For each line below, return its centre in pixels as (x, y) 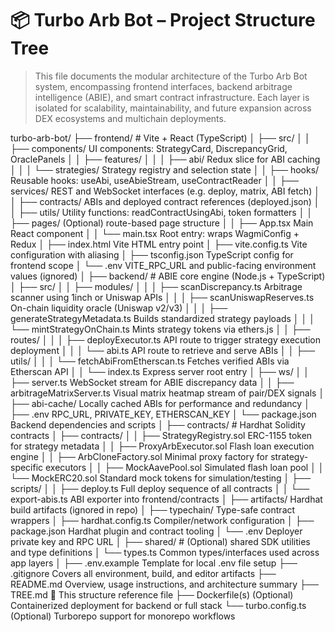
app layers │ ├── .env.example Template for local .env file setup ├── (154, 563)
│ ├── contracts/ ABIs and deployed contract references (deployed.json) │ (165, 201)
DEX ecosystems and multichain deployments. (130, 118)
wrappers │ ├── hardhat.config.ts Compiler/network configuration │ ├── (162, 520)
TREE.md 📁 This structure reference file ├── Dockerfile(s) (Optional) (152, 594)
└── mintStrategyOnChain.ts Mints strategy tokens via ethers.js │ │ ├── (160, 329)
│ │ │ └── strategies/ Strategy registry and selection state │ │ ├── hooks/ (165, 169)
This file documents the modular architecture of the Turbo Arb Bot (171, 76)
